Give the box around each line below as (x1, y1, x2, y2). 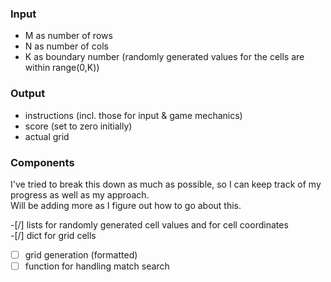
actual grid (24, 130, 70, 142)
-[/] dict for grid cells (10, 229, 97, 241)
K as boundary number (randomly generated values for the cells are (24, 51, 305, 63)
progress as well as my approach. (10, 188, 150, 201)
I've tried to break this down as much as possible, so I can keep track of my (10, 178, 322, 190)
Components (10, 155, 75, 169)
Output (10, 87, 46, 101)
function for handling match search (24, 260, 170, 272)
